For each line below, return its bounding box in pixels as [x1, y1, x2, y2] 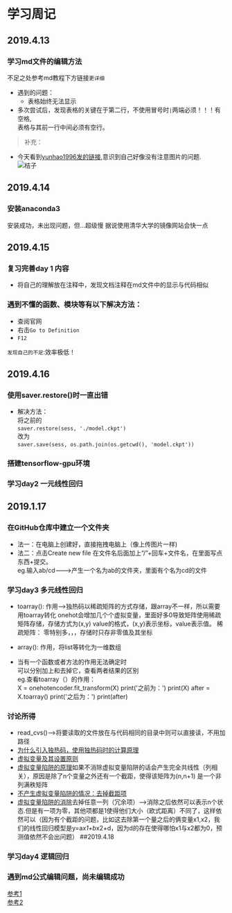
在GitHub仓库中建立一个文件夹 [7, 523, 109, 533]
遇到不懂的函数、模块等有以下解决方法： [7, 300, 142, 310]
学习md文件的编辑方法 [7, 56, 82, 66]
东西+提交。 [17, 557, 53, 566]
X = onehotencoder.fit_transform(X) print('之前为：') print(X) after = [17, 684, 211, 692]
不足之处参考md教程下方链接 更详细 [7, 74, 105, 82]
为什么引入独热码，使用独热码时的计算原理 [17, 746, 139, 754]
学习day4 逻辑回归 [7, 852, 69, 862]
